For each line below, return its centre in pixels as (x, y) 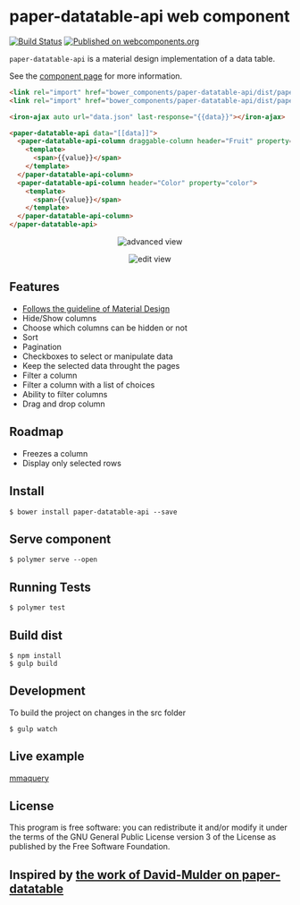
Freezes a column (55, 453)
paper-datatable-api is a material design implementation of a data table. (142, 58)
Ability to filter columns (65, 394)
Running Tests (50, 587)
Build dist (36, 635)
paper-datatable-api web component (150, 17)
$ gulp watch (33, 729)
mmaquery (29, 778)
